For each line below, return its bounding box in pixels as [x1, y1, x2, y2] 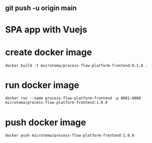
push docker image [5, 117, 86, 128]
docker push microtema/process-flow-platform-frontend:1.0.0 [5, 133, 135, 138]
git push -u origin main [5, 4, 77, 12]
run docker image [5, 79, 79, 91]
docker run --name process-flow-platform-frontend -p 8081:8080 [5, 96, 141, 101]
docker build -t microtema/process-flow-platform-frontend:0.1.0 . [5, 63, 148, 68]
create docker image [5, 47, 92, 58]
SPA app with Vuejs [5, 24, 87, 35]
